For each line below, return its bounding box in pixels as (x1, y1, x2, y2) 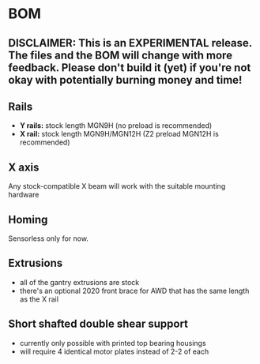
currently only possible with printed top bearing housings (19, 338, 207, 347)
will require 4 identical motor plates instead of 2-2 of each (19, 347, 209, 356)
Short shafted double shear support (8, 317, 188, 331)
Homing (8, 212, 48, 226)
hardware (8, 190, 40, 200)
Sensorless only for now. (8, 234, 89, 243)
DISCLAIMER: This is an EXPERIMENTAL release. (8, 36, 253, 50)
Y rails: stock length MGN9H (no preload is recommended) (19, 121, 213, 130)
